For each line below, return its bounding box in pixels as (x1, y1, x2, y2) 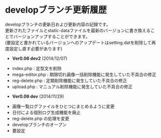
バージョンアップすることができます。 (13, 34, 90, 39)
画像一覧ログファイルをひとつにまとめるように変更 (12, 103, 115, 109)
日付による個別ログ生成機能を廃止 (12, 109, 81, 115)
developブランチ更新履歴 (5, 4, 107, 16)
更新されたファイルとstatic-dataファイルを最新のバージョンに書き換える (5, 27, 151, 33)
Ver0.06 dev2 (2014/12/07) (12, 55, 67, 61)
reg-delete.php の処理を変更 (12, 115, 70, 121)
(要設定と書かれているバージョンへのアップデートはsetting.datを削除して (5, 39, 152, 45)
